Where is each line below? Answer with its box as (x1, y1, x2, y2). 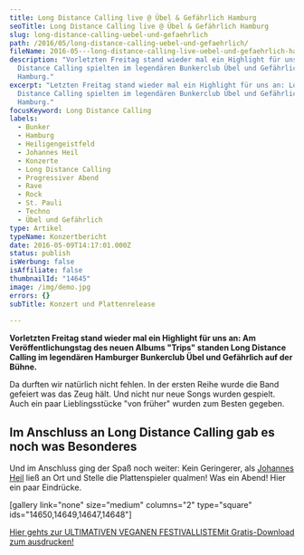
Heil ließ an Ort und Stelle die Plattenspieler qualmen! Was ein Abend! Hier (9, 473, 287, 483)
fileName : (9, 47, 47, 56)
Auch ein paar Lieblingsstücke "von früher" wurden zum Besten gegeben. (9, 398, 285, 409)
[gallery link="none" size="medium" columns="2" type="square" (9, 500, 252, 511)
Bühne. (9, 361, 38, 372)
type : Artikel (9, 224, 63, 233)
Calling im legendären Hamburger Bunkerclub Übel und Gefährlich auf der (9, 352, 293, 363)
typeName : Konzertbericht (9, 232, 107, 241)
